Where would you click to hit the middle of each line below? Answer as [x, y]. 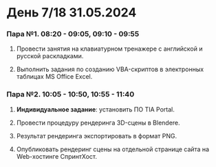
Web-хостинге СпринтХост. [57, 156]
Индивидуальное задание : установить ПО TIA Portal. [95, 109]
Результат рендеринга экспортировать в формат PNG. [96, 136]
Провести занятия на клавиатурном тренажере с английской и [109, 49]
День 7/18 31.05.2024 [72, 13]
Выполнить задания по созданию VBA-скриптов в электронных [110, 69]
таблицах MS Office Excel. [54, 77]
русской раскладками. [50, 56]
